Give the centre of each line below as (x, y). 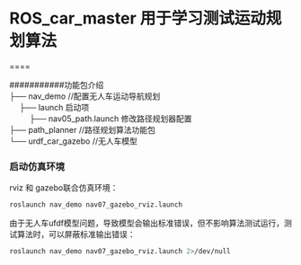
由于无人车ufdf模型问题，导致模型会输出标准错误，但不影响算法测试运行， (147, 223)
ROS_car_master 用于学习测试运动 (138, 18)
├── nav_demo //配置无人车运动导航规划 (85, 96)
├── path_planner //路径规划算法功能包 (82, 129)
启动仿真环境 (37, 166)
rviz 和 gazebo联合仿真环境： (64, 188)
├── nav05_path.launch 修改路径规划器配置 (111, 119)
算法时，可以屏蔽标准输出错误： (76, 234)
